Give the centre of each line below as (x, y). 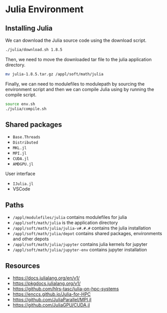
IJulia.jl (23, 184)
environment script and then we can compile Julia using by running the (80, 89)
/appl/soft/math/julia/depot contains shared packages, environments (87, 234)
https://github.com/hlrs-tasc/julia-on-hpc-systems (66, 289)
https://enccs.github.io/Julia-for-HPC (52, 294)
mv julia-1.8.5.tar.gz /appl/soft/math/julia (54, 74)
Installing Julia (29, 28)
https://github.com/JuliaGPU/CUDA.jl (51, 305)
